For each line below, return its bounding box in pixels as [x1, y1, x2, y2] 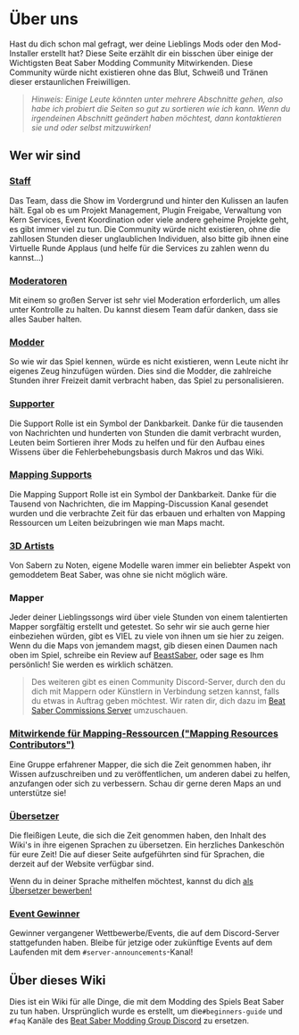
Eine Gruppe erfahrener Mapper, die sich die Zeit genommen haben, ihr [9, 759, 272, 770]
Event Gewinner [9, 907, 80, 920]
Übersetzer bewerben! [9, 885, 92, 896]
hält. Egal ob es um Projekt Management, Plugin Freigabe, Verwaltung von [9, 204, 282, 215]
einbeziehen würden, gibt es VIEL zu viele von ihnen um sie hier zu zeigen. [9, 630, 285, 642]
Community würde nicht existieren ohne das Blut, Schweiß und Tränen [9, 67, 269, 78]
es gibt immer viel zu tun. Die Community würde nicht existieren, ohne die [9, 223, 281, 234]
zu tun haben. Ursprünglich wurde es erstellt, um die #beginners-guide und [9, 1006, 283, 1017]
